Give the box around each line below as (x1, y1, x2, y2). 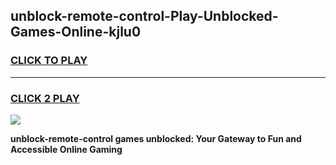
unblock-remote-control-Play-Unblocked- (10, 8, 279, 25)
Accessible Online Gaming (10, 143, 123, 155)
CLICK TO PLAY (10, 54, 88, 68)
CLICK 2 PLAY (10, 91, 80, 105)
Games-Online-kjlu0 (10, 24, 142, 41)
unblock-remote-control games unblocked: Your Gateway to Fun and (10, 132, 302, 144)
